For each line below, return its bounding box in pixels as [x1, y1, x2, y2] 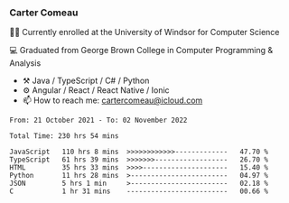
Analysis [9, 58, 42, 69]
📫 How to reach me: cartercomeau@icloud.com [22, 95, 203, 106]
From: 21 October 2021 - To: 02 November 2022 [9, 115, 188, 125]
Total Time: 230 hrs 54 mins [9, 132, 119, 141]
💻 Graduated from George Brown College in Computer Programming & [9, 45, 274, 56]
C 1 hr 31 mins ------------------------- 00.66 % [9, 187, 269, 196]
